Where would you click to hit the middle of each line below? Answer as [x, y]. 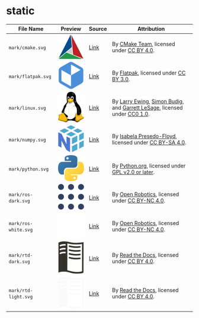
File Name [31, 29]
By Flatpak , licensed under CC [149, 73]
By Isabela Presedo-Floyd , [144, 136]
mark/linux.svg [27, 108]
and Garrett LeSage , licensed [147, 108]
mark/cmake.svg [27, 48]
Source [98, 29]
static [20, 11]
